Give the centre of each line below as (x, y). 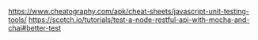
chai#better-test (35, 28)
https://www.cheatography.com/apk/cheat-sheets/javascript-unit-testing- (129, 11)
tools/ (18, 20)
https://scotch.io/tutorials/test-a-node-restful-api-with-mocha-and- (139, 20)
